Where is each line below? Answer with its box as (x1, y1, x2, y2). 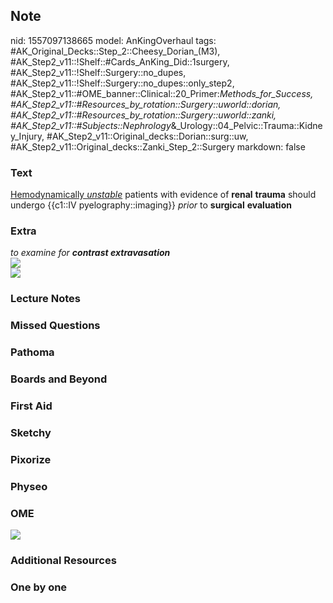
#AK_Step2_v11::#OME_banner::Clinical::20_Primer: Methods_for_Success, (10, 87, 314, 99)
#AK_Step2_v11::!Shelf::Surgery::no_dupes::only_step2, (10, 77, 235, 89)
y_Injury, (10, 130, 45, 142)
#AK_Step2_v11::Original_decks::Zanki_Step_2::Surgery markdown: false (10, 140, 306, 153)
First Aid (10, 399, 53, 413)
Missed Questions (10, 319, 101, 333)
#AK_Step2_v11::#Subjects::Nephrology (10, 119, 172, 131)
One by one (10, 580, 68, 594)
